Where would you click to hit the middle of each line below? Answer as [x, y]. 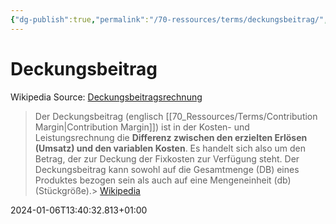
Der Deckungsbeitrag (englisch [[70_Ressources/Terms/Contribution [176, 116]
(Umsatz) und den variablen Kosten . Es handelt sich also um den [170, 148]
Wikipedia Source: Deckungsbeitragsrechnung [106, 97]
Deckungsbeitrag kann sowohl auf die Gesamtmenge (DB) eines [167, 169]
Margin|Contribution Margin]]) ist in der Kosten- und [142, 127]
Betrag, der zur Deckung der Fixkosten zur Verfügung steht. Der [167, 158]
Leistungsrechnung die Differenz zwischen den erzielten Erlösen [171, 137]
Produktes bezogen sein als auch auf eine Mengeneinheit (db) [163, 180]
